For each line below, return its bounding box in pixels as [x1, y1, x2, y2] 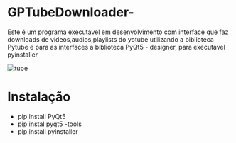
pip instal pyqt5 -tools [17, 120, 82, 128]
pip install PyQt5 [17, 112, 66, 120]
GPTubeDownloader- [7, 4, 134, 21]
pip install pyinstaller [17, 127, 78, 135]
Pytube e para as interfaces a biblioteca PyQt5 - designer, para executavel [7, 42, 225, 51]
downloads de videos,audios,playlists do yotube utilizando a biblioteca [7, 35, 215, 43]
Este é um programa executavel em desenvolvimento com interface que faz [7, 28, 229, 36]
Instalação [7, 89, 71, 105]
